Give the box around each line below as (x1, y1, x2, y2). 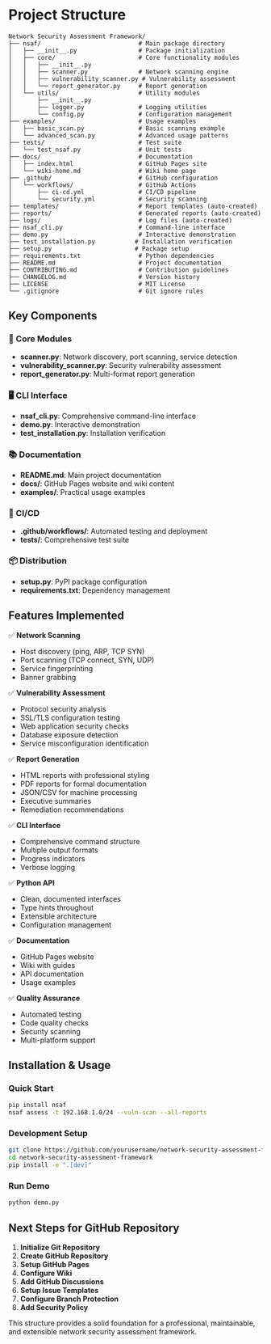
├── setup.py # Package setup (8, 244, 190, 252)
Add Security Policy (19, 1302, 89, 1312)
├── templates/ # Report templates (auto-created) (8, 202, 258, 210)
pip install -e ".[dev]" (8, 1161, 92, 1169)
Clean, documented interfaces (19, 894, 122, 903)
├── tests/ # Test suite (8, 138, 182, 146)
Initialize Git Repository (19, 1242, 101, 1252)
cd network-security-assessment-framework (8, 1154, 153, 1162)
